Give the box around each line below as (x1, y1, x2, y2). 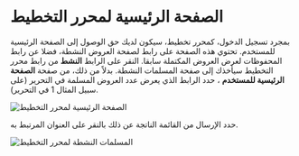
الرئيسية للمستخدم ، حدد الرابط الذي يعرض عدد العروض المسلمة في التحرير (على (10, 74, 285, 85)
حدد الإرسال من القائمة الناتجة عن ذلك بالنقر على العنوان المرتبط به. (10, 119, 238, 130)
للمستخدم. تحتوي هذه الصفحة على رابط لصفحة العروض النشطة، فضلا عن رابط (10, 45, 276, 56)
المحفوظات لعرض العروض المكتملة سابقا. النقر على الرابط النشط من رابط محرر (10, 55, 283, 66)
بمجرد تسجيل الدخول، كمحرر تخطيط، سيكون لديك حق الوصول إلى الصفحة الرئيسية (10, 36, 290, 47)
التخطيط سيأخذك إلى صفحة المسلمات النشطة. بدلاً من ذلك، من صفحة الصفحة (10, 65, 274, 76)
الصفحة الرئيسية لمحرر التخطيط (10, 6, 224, 27)
